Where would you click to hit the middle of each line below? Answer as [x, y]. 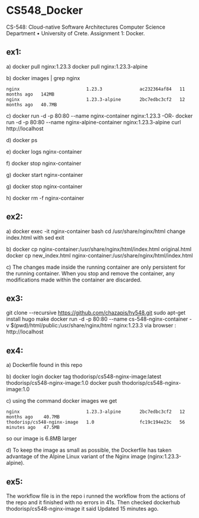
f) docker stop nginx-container [44, 163]
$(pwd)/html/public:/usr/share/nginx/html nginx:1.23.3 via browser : [94, 326]
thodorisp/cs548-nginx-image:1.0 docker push [63, 383]
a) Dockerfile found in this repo [44, 365]
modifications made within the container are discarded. [74, 280]
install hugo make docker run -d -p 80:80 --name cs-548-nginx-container [97, 319]
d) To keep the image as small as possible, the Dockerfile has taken [89, 450]
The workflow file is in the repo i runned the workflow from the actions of [96, 496]
